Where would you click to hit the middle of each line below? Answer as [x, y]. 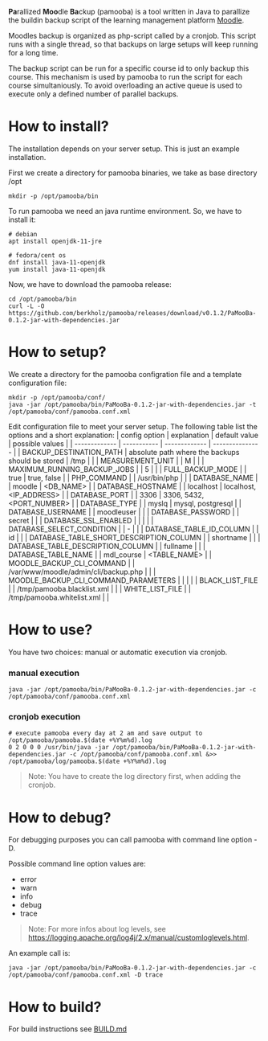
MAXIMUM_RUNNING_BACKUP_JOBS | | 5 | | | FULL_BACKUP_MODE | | [128, 469]
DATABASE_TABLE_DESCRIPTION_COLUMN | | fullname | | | [107, 546]
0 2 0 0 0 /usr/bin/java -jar [59, 748]
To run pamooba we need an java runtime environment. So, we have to [125, 211]
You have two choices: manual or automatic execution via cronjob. [118, 652]
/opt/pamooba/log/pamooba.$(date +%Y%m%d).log [87, 762]
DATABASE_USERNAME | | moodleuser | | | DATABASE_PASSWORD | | [124, 512]
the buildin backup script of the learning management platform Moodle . [126, 20]
